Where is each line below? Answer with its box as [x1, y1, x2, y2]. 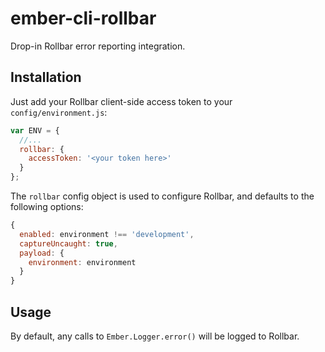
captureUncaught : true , [19, 238, 118, 249]
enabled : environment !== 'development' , [19, 229, 195, 239]
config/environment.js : [10, 106, 108, 118]
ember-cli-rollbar [10, 7, 157, 30]
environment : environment [28, 257, 137, 267]
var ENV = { [10, 125, 60, 136]
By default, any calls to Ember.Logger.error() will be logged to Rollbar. [10, 330, 300, 342]
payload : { [19, 248, 65, 258]
